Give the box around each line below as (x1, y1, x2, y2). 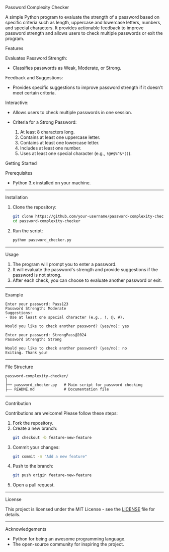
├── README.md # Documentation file (5, 386, 109, 392)
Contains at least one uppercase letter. (20, 134, 101, 140)
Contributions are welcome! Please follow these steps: (5, 410, 118, 416)
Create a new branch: (12, 425, 58, 431)
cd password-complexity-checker (12, 218, 80, 224)
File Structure (5, 364, 34, 370)
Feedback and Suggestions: (5, 75, 63, 80)
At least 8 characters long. (20, 129, 75, 135)
